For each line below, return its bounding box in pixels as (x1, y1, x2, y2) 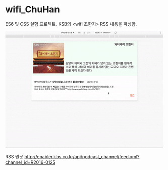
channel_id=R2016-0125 (5, 159, 55, 165)
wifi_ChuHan (5, 4, 60, 15)
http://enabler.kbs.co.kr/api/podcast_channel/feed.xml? (24, 153, 140, 159)
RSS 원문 (5, 153, 24, 159)
